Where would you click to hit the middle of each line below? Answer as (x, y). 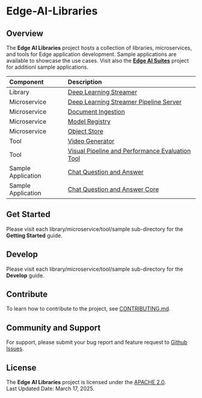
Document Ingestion (96, 112)
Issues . (15, 349)
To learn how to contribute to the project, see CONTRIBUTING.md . (88, 309)
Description (85, 82)
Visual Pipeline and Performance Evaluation (129, 151)
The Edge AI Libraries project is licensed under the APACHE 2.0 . (86, 382)
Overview (25, 33)
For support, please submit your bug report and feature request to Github (97, 343)
